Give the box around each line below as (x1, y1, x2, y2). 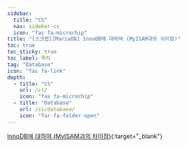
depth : (7, 73, 26, 81)
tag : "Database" (7, 61, 54, 68)
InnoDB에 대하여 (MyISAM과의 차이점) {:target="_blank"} (7, 132, 163, 140)
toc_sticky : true (7, 49, 57, 56)
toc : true (7, 42, 36, 49)
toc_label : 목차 (7, 55, 51, 62)
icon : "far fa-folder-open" (19, 112, 100, 119)
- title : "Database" (13, 100, 72, 106)
